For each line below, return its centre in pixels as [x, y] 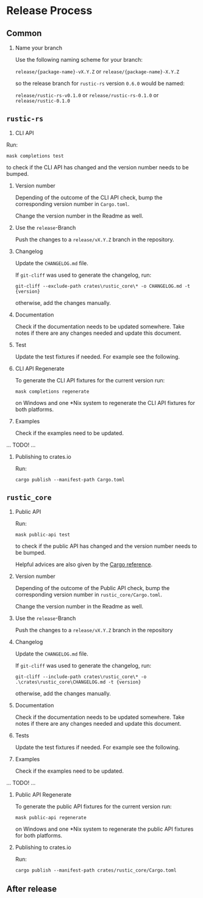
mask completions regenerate [52, 392]
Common [24, 33]
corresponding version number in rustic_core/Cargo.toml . [89, 594]
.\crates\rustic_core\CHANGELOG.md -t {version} [78, 682]
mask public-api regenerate [51, 817]
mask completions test [35, 156]
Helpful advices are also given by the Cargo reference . [84, 564]
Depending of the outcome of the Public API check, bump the [92, 588]
